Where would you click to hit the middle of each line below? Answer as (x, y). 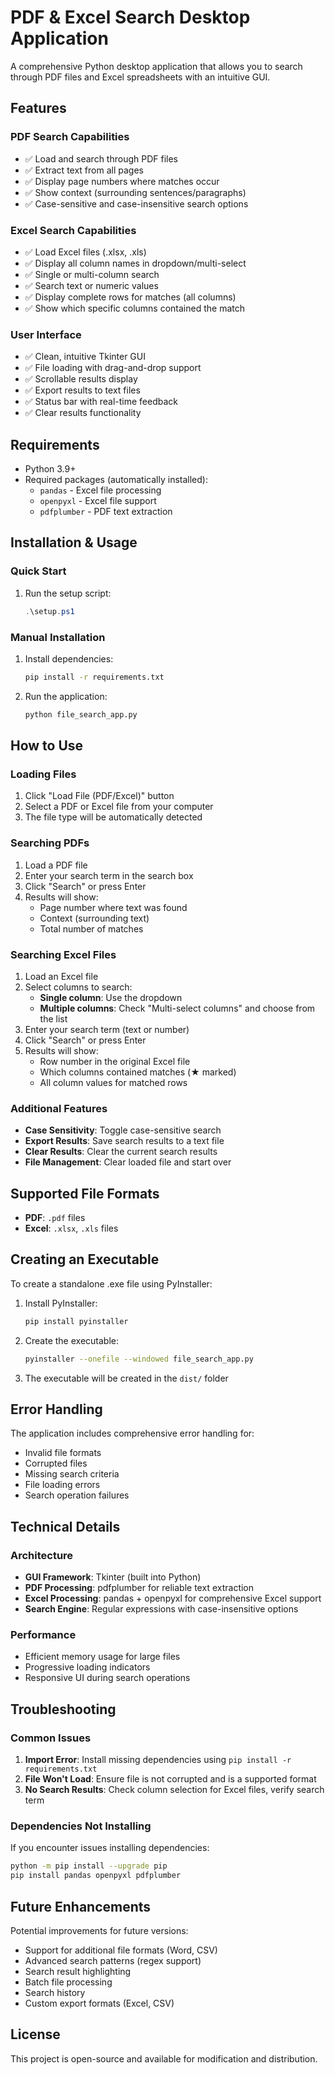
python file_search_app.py (81, 714)
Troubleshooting (63, 1709)
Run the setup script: (68, 593)
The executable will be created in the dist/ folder (126, 1378)
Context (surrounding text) (94, 918)
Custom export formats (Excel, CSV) (99, 2003)
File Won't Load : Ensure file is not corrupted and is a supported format (170, 1779)
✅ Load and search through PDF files (101, 158)
